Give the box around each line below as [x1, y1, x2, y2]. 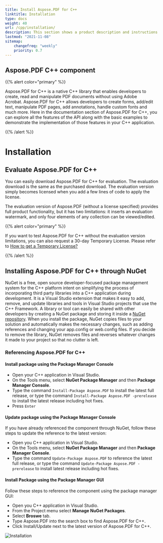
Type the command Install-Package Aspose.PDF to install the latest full [12, 388, 154, 394]
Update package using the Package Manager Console [5, 414, 116, 420]
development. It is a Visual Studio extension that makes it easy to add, [5, 295, 145, 301]
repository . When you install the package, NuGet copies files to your [5, 316, 142, 322]
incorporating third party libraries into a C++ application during [5, 290, 131, 296]
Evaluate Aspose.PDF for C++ [5, 166, 97, 174]
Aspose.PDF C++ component [5, 66, 96, 74]
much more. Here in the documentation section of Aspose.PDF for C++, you [5, 109, 157, 115]
